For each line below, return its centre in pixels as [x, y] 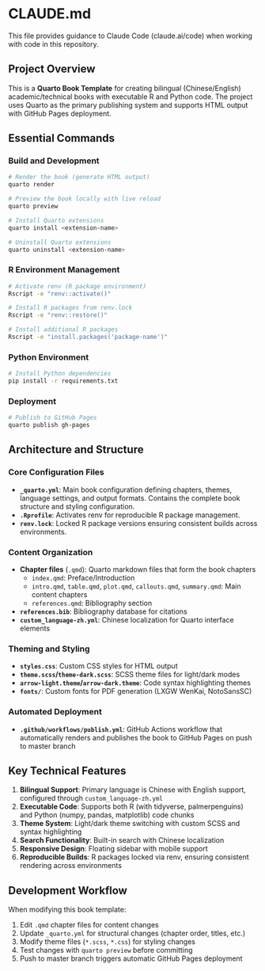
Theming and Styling [49, 649]
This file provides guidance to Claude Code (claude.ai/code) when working [131, 36]
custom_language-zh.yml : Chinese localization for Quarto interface [127, 620]
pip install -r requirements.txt [63, 381]
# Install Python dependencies [60, 374]
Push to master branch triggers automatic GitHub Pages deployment [131, 958]
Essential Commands [62, 138]
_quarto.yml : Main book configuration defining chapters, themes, [125, 489]
